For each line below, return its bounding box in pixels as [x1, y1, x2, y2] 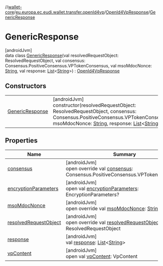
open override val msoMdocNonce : [65, 205, 147, 212]
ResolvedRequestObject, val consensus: [5, 58, 86, 63]
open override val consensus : [65, 165, 133, 172]
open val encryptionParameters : [65, 185, 139, 192]
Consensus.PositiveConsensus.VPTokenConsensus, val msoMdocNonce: [5, 63, 152, 68]
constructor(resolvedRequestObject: [52, 102, 136, 109]
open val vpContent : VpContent [65, 253, 138, 260]
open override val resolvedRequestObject [65, 219, 161, 226]
